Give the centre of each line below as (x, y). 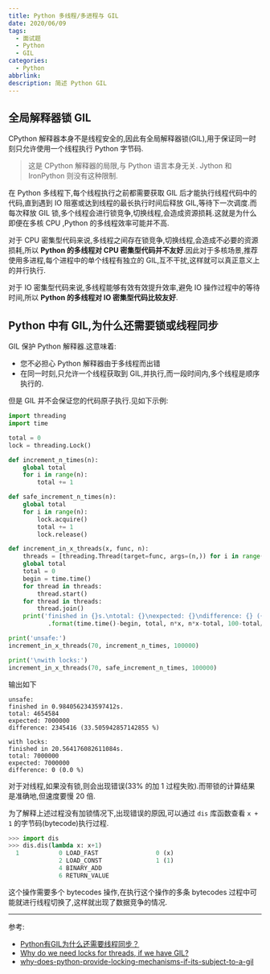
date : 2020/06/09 (37, 23)
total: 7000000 (34, 756)
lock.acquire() (63, 519)
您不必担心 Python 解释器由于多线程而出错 (90, 364)
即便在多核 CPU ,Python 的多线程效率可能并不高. (89, 223)
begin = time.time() (57, 579)
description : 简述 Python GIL (57, 83)
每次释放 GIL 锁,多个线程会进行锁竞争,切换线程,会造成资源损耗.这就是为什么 (133, 213)
